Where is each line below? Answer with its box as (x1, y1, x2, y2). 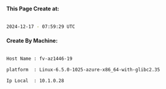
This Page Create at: (6, 5, 59, 12)
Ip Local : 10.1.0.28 (6, 78, 64, 84)
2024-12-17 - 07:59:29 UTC (6, 24, 75, 30)
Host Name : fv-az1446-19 (6, 55, 72, 62)
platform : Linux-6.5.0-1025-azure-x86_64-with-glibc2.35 (6, 67, 160, 73)
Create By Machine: (6, 37, 58, 44)
